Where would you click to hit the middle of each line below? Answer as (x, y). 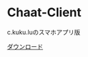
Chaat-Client (44, 13)
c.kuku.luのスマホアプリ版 (44, 32)
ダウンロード (25, 46)
